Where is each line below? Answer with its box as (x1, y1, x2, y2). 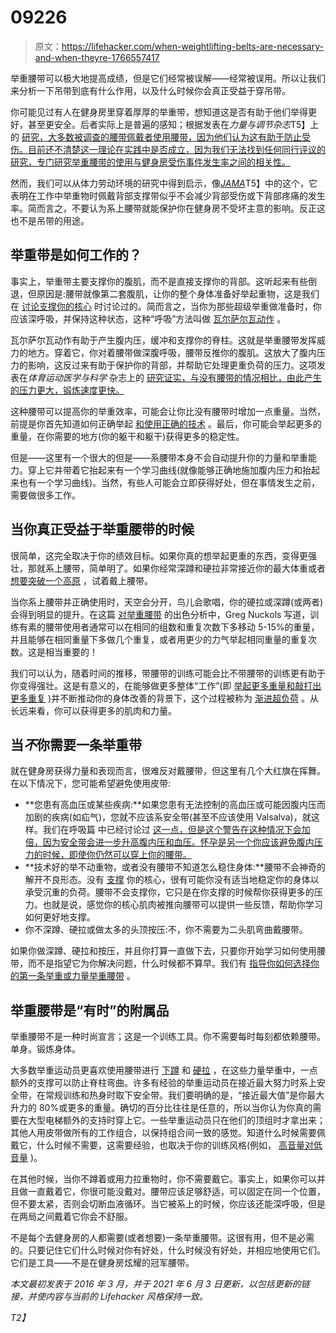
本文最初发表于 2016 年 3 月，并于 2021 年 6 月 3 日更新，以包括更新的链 (10, 1278, 310, 1290)
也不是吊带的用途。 (10, 214, 90, 226)
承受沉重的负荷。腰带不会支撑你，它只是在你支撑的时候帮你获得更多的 (24, 886, 315, 898)
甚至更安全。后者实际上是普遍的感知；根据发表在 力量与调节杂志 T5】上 (27, 118, 320, 130)
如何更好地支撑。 (24, 911, 96, 923)
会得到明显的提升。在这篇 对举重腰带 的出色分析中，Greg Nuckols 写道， (10, 608, 311, 620)
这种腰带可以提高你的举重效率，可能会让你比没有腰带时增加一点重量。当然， (10, 405, 326, 417)
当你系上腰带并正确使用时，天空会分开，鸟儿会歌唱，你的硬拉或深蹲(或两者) (10, 596, 324, 608)
